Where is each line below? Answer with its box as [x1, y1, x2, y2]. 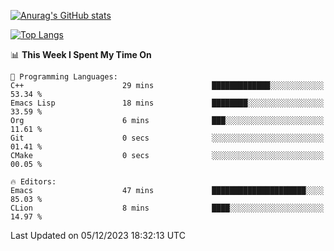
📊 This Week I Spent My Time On [10, 49, 152, 60]
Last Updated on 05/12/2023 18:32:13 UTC [10, 230, 186, 241]
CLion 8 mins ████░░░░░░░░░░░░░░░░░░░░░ [10, 203, 325, 213]
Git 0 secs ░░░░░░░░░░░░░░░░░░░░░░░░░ [10, 133, 325, 143]
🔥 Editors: [10, 177, 57, 187]
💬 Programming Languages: [10, 72, 118, 82]
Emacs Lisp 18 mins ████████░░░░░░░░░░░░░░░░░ [10, 98, 325, 108]
